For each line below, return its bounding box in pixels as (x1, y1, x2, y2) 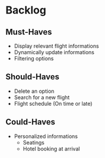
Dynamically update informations (14, 49, 95, 56)
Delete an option (14, 88, 54, 95)
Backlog (5, 4, 47, 17)
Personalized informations (14, 133, 78, 140)
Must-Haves (5, 27, 52, 37)
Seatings (22, 139, 45, 146)
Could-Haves (5, 117, 55, 127)
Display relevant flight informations (14, 42, 99, 49)
